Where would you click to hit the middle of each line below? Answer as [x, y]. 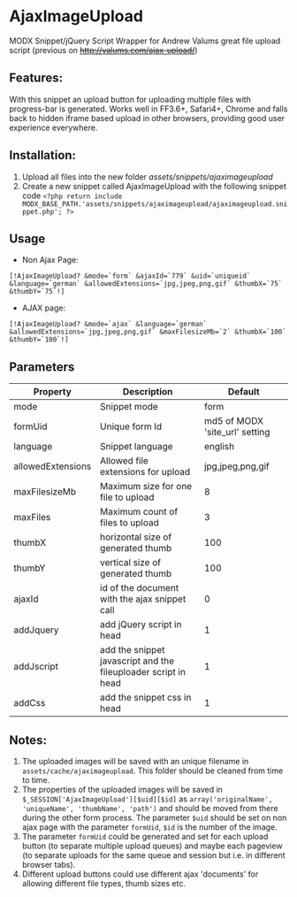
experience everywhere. [53, 127]
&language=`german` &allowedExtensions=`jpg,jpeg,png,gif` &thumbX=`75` [146, 284]
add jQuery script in [141, 625]
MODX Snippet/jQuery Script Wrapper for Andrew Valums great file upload [145, 41]
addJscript [36, 667]
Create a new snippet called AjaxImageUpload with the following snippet [154, 186]
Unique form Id [131, 426]
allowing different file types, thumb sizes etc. [103, 883]
